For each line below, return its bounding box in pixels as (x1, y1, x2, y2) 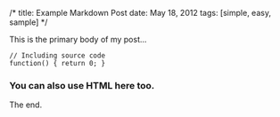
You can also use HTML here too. (9, 79, 155, 91)
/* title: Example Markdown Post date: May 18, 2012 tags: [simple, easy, (9, 8, 272, 18)
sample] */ (9, 17, 48, 27)
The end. (9, 99, 43, 110)
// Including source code (9, 51, 105, 60)
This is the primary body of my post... (9, 35, 147, 44)
